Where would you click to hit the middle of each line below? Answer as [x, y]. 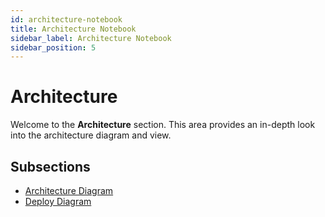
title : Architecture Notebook [73, 29]
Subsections [50, 166]
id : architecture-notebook [66, 19]
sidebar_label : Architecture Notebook [91, 38]
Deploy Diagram [58, 201]
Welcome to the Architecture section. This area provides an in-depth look [163, 125]
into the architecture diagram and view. [91, 135]
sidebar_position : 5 [53, 47]
